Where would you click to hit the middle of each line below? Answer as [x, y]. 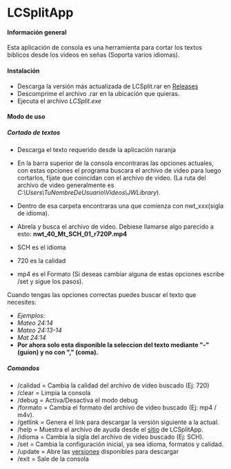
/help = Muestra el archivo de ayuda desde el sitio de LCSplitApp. [110, 430]
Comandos [23, 368]
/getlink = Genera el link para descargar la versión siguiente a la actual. [118, 422]
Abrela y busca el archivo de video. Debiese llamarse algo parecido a [115, 227]
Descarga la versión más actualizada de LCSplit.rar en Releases [108, 86]
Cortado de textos [34, 132]
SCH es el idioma [42, 247]
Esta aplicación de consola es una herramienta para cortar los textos [104, 48]
